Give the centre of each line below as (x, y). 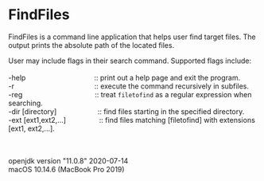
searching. (26, 103)
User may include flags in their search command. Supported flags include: (130, 61)
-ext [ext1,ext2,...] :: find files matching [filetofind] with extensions (132, 120)
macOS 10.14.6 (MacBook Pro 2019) (66, 169)
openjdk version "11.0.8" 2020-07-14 (68, 160)
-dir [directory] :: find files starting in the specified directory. (126, 111)
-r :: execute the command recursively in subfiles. (128, 86)
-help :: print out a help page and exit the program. (124, 77)
